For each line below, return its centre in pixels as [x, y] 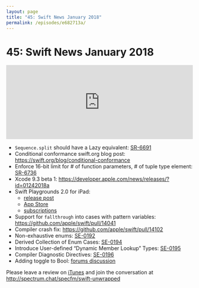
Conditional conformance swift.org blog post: [70, 154]
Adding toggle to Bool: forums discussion [65, 261]
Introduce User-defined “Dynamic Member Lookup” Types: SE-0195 [98, 248]
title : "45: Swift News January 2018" [54, 17]
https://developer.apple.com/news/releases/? [114, 179]
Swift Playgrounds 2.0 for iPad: [52, 192]
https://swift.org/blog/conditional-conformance [72, 160]
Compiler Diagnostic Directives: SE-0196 [64, 255]
